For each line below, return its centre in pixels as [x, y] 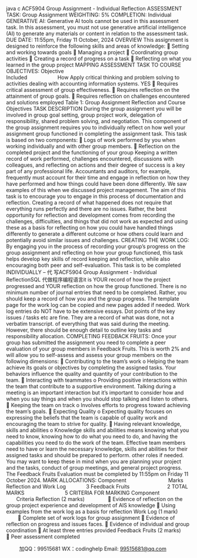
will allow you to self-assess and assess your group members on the [89, 355]
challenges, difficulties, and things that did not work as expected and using [97, 221]
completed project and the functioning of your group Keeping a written [92, 152]
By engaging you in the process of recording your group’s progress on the [96, 246]
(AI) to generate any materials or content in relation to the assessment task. [97, 34]
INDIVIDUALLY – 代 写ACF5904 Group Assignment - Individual [81, 272]
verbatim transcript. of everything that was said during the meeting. [88, 324]
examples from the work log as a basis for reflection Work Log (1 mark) [92, 511]
